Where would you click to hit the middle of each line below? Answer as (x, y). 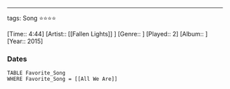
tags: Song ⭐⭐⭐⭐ (32, 18)
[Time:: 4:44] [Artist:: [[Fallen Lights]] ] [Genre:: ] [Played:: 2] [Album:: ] (107, 34)
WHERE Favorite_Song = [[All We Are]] (62, 79)
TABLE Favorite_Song (37, 73)
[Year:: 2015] (25, 41)
